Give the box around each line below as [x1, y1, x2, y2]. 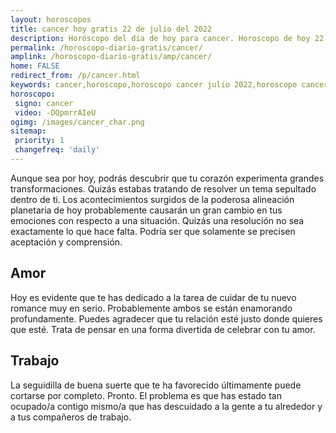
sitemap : [10, 126, 47, 136]
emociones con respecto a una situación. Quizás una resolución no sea [10, 214, 305, 226]
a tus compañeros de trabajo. [10, 411, 132, 423]
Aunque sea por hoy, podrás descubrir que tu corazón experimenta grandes [10, 172, 325, 184]
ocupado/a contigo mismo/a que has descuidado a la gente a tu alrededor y [10, 400, 323, 412]
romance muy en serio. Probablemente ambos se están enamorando [10, 302, 293, 314]
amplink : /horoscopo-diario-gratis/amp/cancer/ [10, 52, 213, 62]
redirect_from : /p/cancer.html [10, 71, 141, 81]
